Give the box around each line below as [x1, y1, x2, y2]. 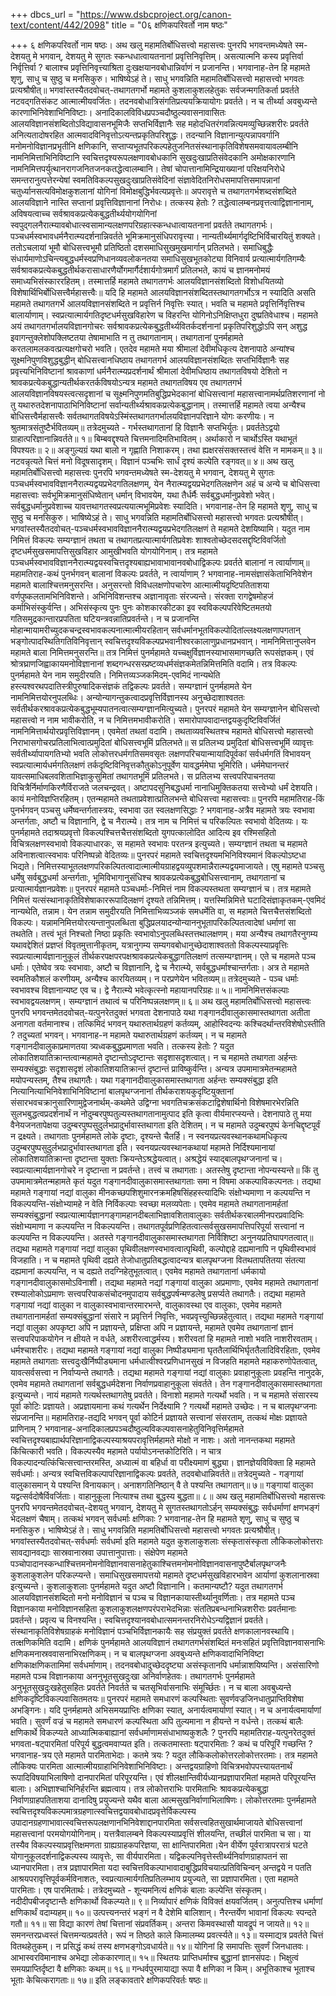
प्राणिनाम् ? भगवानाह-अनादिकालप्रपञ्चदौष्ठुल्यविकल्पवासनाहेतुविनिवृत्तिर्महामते [10, 1423, 245, 1434]
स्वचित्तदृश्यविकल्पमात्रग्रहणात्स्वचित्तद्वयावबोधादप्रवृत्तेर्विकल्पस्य [10, 1805, 197, 1817]
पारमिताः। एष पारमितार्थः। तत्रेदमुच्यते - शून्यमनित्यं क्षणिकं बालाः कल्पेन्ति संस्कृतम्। [10, 1884, 268, 1896]
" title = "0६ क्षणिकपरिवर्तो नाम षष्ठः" [104, 19, 228, 31]
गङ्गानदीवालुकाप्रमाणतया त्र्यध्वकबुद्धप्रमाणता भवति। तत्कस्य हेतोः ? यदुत [10, 1040, 235, 1052]
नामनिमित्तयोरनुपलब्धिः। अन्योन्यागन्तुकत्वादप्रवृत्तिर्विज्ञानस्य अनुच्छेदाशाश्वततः [10, 692, 245, 703]
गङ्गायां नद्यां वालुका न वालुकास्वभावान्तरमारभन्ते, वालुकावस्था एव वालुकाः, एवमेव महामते [10, 1299, 282, 1311]
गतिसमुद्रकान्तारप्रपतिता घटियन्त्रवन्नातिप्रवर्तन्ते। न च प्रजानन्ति [10, 613, 200, 624]
